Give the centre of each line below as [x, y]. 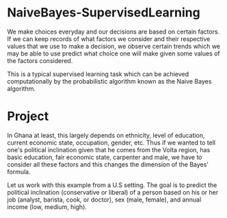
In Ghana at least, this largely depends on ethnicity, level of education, [106, 135]
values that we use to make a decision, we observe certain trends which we [114, 46]
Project [28, 116]
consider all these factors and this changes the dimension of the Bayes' [108, 164]
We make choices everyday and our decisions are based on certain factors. [113, 32]
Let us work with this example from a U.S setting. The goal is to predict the [112, 185]
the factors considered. [40, 60]
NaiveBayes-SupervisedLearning [104, 13]
